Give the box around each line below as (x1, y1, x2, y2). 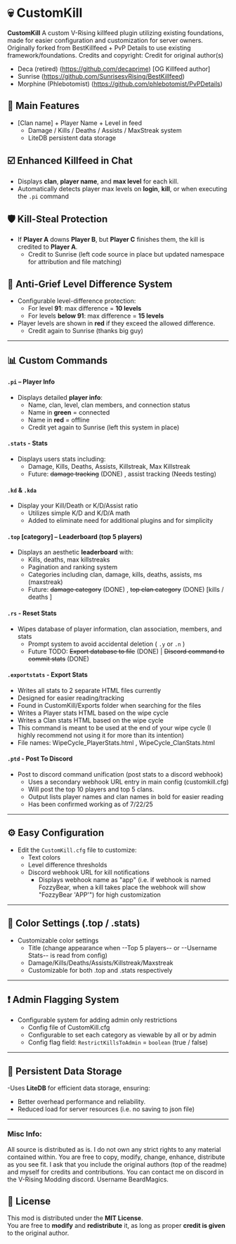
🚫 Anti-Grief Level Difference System (7, 278, 173, 290)
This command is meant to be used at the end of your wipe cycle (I (17, 723, 211, 732)
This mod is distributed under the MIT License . (7, 1214, 143, 1222)
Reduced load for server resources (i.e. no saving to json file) (17, 1105, 195, 1113)
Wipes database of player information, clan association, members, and (17, 624, 223, 633)
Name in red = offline (27, 415, 90, 424)
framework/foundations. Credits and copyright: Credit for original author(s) (7, 51, 224, 59)
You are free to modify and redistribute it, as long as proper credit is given (7, 1222, 226, 1230)
